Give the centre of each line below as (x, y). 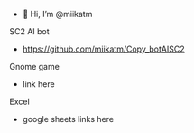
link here (39, 84)
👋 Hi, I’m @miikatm (57, 14)
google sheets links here (68, 119)
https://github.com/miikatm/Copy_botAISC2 (103, 49)
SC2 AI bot (29, 31)
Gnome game (35, 66)
